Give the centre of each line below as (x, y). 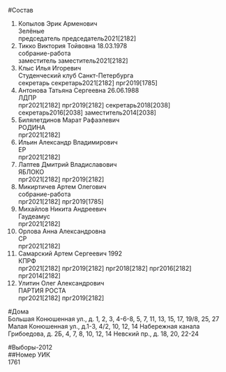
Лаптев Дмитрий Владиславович (67, 164)
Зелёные (31, 31)
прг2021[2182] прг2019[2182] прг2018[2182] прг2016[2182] (105, 268)
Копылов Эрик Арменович (58, 23)
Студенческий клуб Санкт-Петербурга (76, 75)
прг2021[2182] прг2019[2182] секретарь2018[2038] (94, 105)
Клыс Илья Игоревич (50, 68)
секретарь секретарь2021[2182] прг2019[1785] (88, 83)
